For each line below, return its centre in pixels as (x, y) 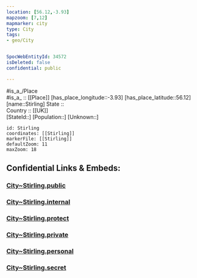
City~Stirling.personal (40, 251)
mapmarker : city (27, 23)
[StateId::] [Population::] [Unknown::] (52, 117)
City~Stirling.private (38, 235)
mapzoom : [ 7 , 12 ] (27, 18)
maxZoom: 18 (21, 149)
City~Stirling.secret (36, 268)
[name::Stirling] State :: (35, 104)
